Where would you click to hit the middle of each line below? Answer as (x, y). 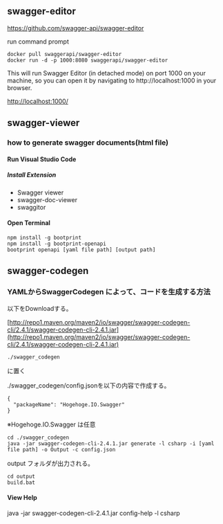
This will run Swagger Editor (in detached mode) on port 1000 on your (106, 73)
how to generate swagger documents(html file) (88, 143)
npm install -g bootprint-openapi (57, 244)
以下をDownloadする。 (40, 308)
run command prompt (38, 42)
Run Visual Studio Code (42, 159)
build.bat (21, 482)
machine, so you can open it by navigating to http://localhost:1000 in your (112, 80)
